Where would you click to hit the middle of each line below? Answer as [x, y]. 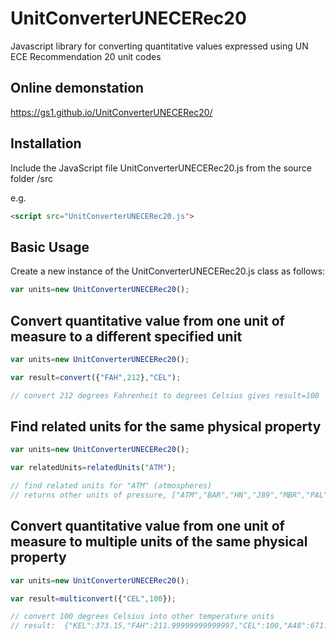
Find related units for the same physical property [166, 426]
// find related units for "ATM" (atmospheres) [111, 486]
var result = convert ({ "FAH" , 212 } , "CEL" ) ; [96, 377]
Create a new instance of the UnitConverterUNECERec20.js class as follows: [168, 271]
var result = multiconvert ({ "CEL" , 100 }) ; [93, 598]
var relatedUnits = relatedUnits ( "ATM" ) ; [93, 468]
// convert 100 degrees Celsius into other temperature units [142, 617]
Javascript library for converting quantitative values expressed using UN [159, 46]
